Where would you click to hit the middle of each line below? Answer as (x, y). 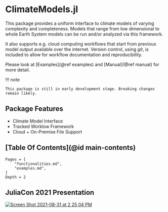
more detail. (18, 70)
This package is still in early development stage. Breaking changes (80, 89)
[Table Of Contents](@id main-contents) (70, 148)
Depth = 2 (16, 177)
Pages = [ (16, 159)
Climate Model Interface (38, 121)
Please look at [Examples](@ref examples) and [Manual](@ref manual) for (82, 64)
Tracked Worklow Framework (43, 126)
